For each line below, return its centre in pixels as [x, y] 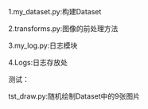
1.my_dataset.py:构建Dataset [55, 12]
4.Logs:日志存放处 [38, 62]
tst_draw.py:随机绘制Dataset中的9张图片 [74, 96]
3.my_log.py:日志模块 [43, 45]
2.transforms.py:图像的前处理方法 [63, 29]
